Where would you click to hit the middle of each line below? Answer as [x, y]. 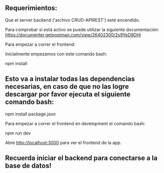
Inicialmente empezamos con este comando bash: [56, 54]
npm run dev [18, 133]
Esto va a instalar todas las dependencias [70, 79]
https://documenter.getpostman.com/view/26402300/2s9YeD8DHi [73, 35]
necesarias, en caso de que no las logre [67, 86]
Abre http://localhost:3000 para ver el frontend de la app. [63, 142]
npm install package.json [30, 114]
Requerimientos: [31, 8]
